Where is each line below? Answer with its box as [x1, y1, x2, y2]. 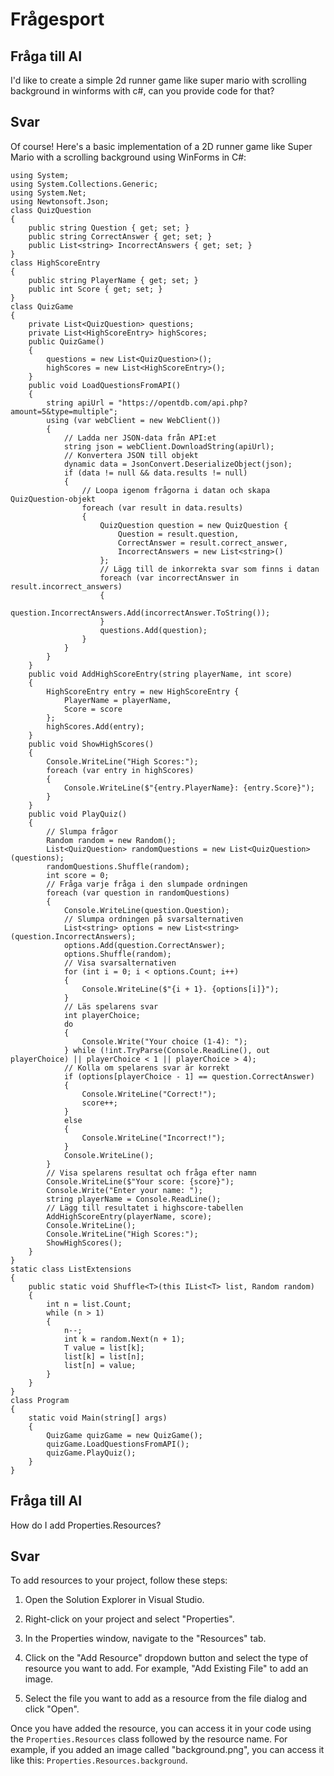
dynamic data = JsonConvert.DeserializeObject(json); [63, 459, 293, 469]
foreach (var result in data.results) [81, 503, 244, 513]
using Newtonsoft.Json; [10, 196, 110, 207]
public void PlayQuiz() [28, 809, 128, 819]
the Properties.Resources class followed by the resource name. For [10, 1733, 288, 1745]
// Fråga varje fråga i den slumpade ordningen [46, 879, 248, 889]
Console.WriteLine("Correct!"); [81, 1089, 217, 1099]
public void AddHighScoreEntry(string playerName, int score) [28, 669, 293, 679]
